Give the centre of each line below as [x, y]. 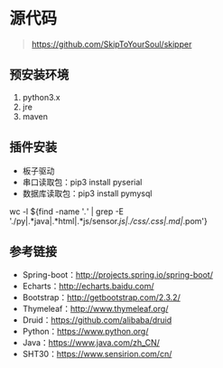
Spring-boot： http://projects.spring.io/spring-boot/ [118, 275]
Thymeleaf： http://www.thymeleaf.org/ [95, 309]
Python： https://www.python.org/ [85, 332]
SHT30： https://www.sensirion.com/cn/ [97, 354]
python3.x [41, 97]
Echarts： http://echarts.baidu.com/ [88, 287]
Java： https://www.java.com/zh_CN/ [91, 343]
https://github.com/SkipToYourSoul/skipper [111, 44]
